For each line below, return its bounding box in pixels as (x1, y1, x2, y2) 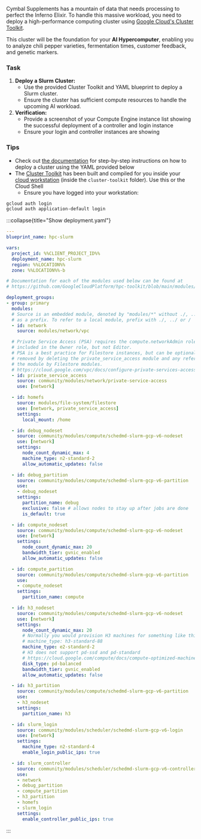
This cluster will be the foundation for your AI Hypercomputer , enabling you (6, 36, 194, 43)
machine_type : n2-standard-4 (22, 744, 95, 750)
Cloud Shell (14, 183, 44, 190)
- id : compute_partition (11, 566, 74, 572)
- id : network (11, 323, 47, 329)
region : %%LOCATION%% (11, 261, 66, 268)
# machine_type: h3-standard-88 (22, 638, 103, 644)
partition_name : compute (22, 594, 84, 600)
